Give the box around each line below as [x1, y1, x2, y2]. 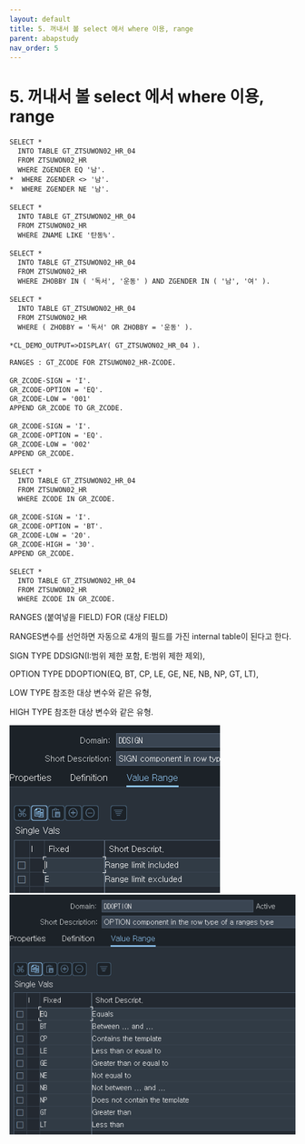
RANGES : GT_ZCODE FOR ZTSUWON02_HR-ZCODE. [9, 358, 177, 367]
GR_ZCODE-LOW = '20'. [9, 531, 92, 540]
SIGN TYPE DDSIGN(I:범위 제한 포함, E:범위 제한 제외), [9, 650, 206, 661]
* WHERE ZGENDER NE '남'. [9, 185, 110, 195]
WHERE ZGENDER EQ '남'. [17, 166, 106, 175]
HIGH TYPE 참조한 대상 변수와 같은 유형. [9, 707, 154, 718]
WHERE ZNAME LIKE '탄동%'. [17, 231, 116, 240]
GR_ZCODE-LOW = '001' [9, 395, 92, 404]
